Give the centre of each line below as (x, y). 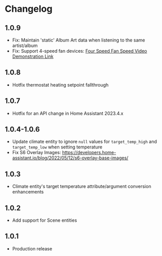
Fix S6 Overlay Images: (37, 153)
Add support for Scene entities (44, 220)
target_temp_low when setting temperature (57, 147)
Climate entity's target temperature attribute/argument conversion (82, 186)
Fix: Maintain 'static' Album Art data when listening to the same (78, 40)
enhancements (28, 192)
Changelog (29, 9)
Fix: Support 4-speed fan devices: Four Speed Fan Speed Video (79, 51)
